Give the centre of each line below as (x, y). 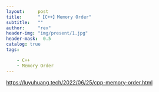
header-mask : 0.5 (29, 39)
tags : (13, 50)
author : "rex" (29, 28)
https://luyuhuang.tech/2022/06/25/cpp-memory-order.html (79, 82)
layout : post (27, 11)
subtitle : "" (25, 22)
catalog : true (24, 45)
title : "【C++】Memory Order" (49, 17)
